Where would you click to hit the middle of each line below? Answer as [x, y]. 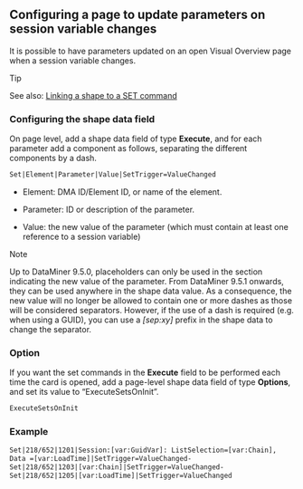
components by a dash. [53, 158]
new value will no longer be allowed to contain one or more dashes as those [151, 300]
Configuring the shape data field [82, 119]
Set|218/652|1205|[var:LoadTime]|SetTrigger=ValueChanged [121, 476]
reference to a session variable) [81, 236]
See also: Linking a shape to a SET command [94, 95]
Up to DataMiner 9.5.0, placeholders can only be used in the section [136, 272]
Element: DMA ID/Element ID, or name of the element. [122, 192]
